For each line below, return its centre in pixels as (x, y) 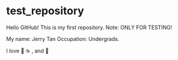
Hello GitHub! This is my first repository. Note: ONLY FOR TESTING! (89, 27)
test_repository (45, 11)
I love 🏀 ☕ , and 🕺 (27, 50)
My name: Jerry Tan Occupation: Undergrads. (63, 39)
